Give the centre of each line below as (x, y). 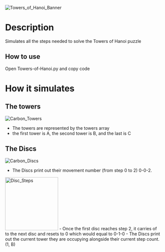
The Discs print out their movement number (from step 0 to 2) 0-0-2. (82, 170)
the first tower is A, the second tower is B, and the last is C (72, 133)
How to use (23, 57)
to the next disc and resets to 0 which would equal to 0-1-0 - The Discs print (82, 234)
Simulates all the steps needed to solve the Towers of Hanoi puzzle (73, 41)
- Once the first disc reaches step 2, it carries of (108, 228)
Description (30, 28)
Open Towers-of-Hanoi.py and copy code (48, 69)
